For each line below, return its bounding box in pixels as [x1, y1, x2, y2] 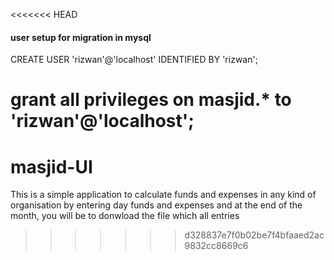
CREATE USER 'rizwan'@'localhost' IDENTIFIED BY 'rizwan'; [10, 54, 258, 66]
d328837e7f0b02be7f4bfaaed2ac [184, 229, 325, 241]
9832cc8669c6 [184, 240, 249, 252]
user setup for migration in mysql [10, 31, 152, 43]
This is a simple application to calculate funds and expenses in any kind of [10, 189, 317, 201]
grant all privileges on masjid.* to [10, 89, 292, 111]
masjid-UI [10, 155, 93, 178]
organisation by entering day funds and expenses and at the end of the [10, 199, 303, 211]
